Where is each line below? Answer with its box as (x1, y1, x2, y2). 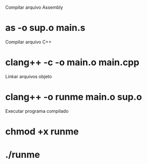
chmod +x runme (5, 126, 79, 137)
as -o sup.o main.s (5, 22, 85, 34)
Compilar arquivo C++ (5, 39, 52, 45)
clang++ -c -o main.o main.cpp (5, 57, 140, 68)
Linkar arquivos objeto (5, 73, 52, 79)
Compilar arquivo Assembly (5, 5, 64, 10)
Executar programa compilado (5, 108, 69, 114)
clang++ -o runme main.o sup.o (5, 91, 142, 103)
